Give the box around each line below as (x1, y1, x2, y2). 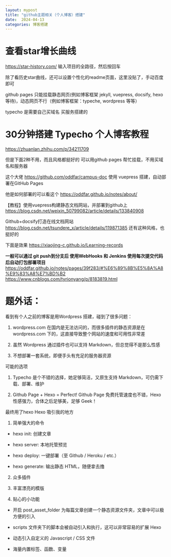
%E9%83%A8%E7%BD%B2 (5, 271, 66, 277)
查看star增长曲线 (5, 46, 77, 57)
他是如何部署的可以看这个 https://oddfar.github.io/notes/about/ (5, 191, 138, 197)
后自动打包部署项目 (5, 259, 46, 265)
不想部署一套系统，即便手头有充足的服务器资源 (12, 353, 111, 359)
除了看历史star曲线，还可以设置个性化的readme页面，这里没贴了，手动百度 (5, 74, 164, 80)
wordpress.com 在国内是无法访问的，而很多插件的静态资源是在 (12, 324, 145, 331)
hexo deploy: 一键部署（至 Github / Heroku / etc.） (12, 452, 119, 459)
